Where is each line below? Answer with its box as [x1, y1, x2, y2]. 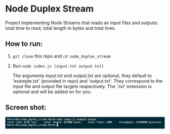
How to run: [5, 40, 43, 48]
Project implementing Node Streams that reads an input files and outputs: [5, 20, 158, 26]
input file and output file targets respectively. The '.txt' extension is [12, 83, 152, 89]
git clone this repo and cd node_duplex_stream [12, 53, 111, 59]
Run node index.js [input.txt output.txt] [12, 62, 104, 69]
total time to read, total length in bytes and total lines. [5, 25, 116, 31]
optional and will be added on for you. [12, 89, 92, 95]
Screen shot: [5, 103, 47, 112]
